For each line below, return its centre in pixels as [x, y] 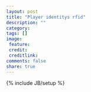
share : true [21, 66]
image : [14, 39]
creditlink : [23, 55]
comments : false [26, 61]
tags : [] [17, 34]
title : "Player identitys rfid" [46, 17]
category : [18, 28]
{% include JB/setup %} [35, 83]
